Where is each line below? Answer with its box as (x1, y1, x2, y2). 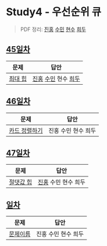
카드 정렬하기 (9, 126, 43, 134)
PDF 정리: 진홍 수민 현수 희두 (20, 26, 86, 33)
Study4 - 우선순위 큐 (6, 5, 102, 19)
